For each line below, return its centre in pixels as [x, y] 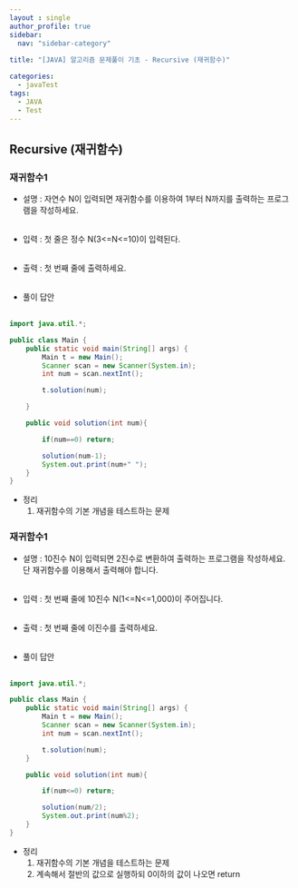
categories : [32, 77]
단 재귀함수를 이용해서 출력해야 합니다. [90, 569]
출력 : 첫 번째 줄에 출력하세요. [74, 268]
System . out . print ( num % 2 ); [91, 816]
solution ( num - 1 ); [74, 456]
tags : [19, 93]
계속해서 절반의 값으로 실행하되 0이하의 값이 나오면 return [138, 873]
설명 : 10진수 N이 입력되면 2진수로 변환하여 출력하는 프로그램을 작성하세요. [154, 558]
